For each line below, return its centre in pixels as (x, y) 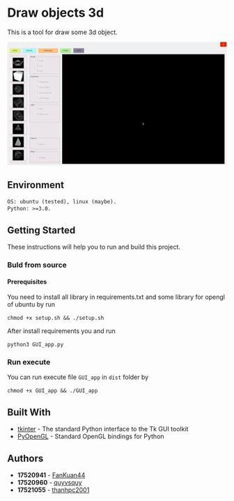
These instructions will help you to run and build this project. (94, 247)
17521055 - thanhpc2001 (53, 490)
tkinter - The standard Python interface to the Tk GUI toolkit (103, 429)
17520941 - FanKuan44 (51, 475)
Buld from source (37, 265)
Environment (36, 185)
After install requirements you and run (62, 331)
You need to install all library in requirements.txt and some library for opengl (116, 297)
